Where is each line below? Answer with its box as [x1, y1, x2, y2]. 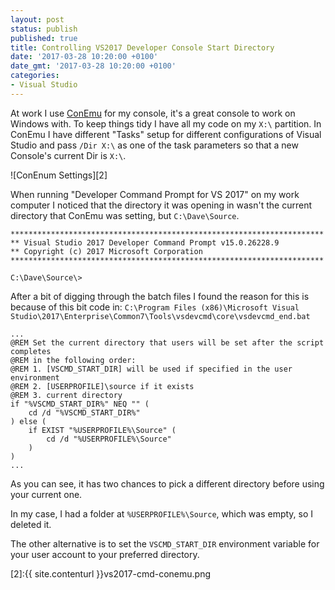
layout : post [10, 14, 65, 25]
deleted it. [10, 518, 52, 530]
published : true [10, 33, 78, 43]
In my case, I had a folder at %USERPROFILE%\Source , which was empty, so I [10, 507, 314, 520]
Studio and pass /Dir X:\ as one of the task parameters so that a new [10, 139, 299, 151]
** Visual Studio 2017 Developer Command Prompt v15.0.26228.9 [10, 237, 280, 248]
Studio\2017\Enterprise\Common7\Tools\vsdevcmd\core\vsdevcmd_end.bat [10, 311, 311, 321]
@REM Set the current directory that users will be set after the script [10, 337, 325, 348]
